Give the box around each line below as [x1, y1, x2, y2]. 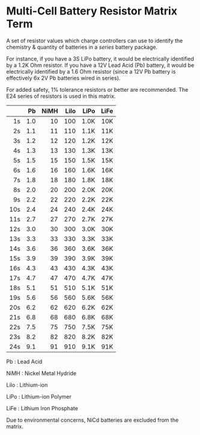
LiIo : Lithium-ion [6, 381, 48, 389]
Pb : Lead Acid [6, 358, 43, 365]
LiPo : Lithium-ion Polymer [6, 393, 72, 400]
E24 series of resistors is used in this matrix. [6, 92, 116, 100]
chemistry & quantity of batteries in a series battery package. [6, 43, 158, 51]
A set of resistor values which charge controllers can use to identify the [6, 37, 183, 44]
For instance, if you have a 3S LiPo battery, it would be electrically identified [6, 55, 194, 62]
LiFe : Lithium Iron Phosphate [6, 404, 78, 411]
